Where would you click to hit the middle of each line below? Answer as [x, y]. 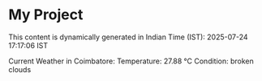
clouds [20, 69]
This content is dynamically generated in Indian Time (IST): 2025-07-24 [129, 37]
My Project [46, 15]
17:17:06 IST [28, 45]
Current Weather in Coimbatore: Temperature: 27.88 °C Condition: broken [131, 61]
